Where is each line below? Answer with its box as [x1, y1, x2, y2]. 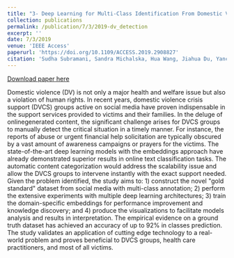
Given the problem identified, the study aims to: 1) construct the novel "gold [7, 177, 224, 185]
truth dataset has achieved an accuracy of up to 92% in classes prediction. [7, 220, 223, 229]
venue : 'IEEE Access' [7, 42, 70, 49]
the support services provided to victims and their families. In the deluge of [7, 110, 223, 118]
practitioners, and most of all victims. [7, 243, 114, 251]
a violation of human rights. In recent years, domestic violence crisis [7, 95, 203, 104]
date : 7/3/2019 [7, 36, 52, 43]
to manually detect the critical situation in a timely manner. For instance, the [7, 124, 224, 133]
